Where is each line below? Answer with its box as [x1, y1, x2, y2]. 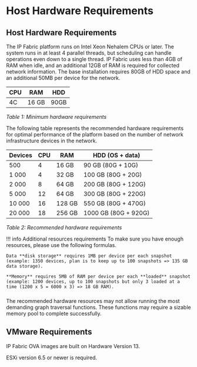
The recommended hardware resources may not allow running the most [6, 297, 181, 304]
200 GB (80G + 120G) [83, 181, 146, 188]
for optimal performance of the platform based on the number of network [6, 131, 183, 138]
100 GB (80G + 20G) [83, 171, 142, 179]
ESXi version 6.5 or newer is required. [6, 354, 98, 361]
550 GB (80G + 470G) [83, 199, 146, 207]
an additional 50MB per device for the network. [6, 75, 121, 81]
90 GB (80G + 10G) [83, 161, 138, 169]
